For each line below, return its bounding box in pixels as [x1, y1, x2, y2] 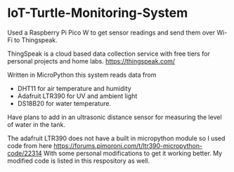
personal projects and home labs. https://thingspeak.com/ [7, 56, 176, 65]
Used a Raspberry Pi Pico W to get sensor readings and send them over [7, 28, 216, 37]
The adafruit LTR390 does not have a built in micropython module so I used [7, 134, 226, 142]
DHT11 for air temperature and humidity [17, 84, 131, 92]
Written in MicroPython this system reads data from [7, 70, 157, 79]
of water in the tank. [7, 120, 65, 128]
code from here [7, 141, 53, 149]
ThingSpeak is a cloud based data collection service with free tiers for [7, 49, 211, 58]
